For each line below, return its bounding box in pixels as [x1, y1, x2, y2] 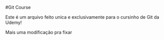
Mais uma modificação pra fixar [5, 29, 73, 35]
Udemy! [5, 20, 22, 25]
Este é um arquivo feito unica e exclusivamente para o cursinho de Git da [5, 14, 160, 20]
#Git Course [5, 5, 31, 10]
